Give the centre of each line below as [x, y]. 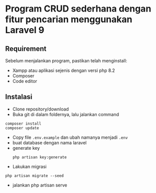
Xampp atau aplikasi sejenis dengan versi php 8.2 [64, 70]
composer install [23, 124]
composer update [22, 128]
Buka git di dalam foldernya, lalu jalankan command [66, 114]
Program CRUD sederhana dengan [78, 9]
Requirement [26, 49]
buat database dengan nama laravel [49, 142]
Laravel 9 [25, 30]
